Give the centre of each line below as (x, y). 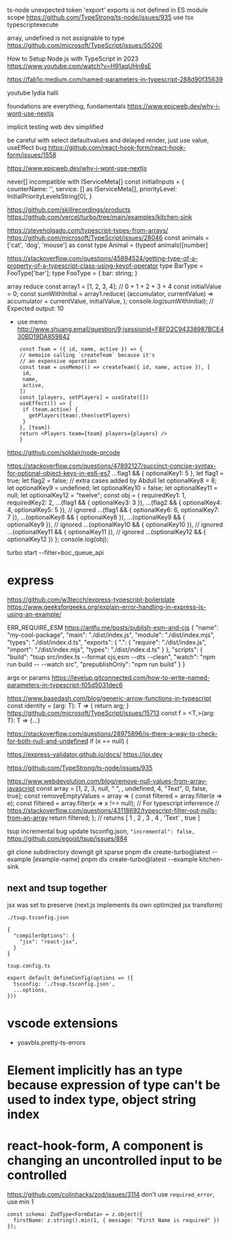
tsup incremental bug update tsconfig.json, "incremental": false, (101, 831)
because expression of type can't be (114, 1085)
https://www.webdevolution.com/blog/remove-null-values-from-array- (107, 781)
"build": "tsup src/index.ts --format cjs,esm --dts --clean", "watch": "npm (111, 657)
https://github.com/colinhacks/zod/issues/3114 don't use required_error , (111, 1194)
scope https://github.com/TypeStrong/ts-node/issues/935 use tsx (100, 17)
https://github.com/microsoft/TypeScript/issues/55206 (85, 45)
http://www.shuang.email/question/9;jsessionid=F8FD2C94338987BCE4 (120, 329)
